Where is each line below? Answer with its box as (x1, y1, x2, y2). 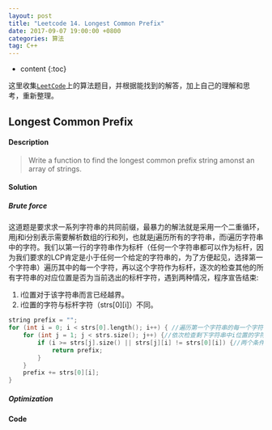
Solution (8, 183, 38, 192)
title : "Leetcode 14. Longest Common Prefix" (8, 19, 164, 27)
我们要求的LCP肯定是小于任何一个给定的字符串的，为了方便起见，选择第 (15, 252, 257, 263)
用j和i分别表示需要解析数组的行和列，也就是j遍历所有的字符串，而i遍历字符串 (8, 232, 264, 242)
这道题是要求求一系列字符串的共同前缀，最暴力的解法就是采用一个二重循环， (8, 222, 264, 232)
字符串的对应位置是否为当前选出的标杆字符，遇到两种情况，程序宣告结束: (15, 272, 259, 283)
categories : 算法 (8, 34, 65, 43)
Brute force (8, 200, 48, 210)
